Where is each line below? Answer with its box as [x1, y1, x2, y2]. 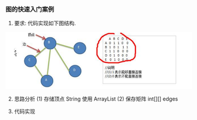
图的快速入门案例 [5, 5, 54, 13]
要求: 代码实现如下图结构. [14, 19, 76, 27]
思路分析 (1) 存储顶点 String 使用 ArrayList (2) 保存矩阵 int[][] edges [14, 95, 178, 102]
